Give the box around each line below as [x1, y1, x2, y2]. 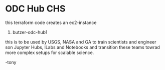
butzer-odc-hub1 [12, 29, 48, 35]
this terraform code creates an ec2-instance [5, 19, 97, 25]
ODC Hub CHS [5, 3, 66, 14]
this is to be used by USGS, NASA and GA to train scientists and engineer [5, 38, 156, 45]
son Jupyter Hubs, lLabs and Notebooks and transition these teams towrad [5, 44, 160, 50]
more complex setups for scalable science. [5, 49, 94, 55]
